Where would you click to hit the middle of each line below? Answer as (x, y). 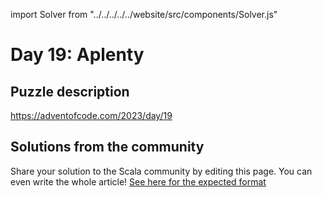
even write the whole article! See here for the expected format (138, 181)
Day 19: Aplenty (77, 55)
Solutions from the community (107, 147)
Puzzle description (70, 91)
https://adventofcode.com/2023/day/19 (91, 115)
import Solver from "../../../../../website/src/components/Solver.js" (144, 14)
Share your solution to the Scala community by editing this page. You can (161, 171)
